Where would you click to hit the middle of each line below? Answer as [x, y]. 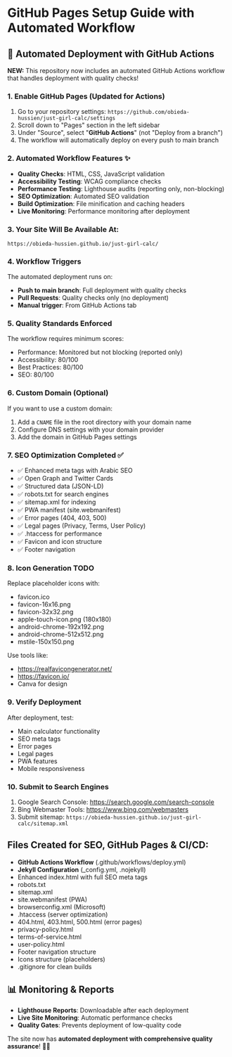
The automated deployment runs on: [60, 277]
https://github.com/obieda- [149, 112]
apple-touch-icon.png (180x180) [64, 619]
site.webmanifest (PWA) [52, 899]
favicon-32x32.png [45, 612]
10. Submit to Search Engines [58, 786]
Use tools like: [28, 656]
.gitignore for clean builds [54, 966]
